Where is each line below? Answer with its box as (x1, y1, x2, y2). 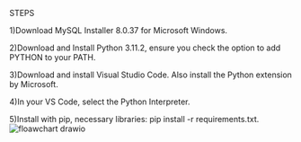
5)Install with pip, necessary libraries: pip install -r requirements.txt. (9, 114, 260, 124)
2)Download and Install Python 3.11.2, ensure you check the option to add (9, 42, 281, 53)
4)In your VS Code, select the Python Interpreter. (9, 96, 190, 107)
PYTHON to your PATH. (9, 52, 96, 62)
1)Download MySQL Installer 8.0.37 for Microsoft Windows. (9, 25, 227, 35)
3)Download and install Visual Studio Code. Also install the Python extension (9, 69, 292, 80)
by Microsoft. (9, 79, 58, 89)
